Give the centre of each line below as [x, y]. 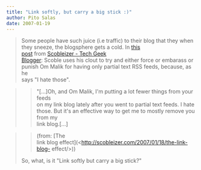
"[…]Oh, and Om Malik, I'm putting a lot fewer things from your [115, 92]
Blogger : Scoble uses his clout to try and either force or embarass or [107, 60]
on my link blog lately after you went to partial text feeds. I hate [115, 105]
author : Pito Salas [31, 18]
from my [47, 117]
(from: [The [51, 136]
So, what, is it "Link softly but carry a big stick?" [81, 161]
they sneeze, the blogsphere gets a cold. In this [81, 47]
